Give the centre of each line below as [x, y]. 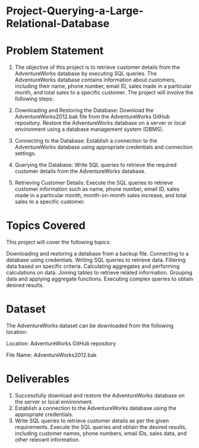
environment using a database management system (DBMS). [89, 130]
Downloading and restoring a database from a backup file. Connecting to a [97, 254]
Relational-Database [58, 23]
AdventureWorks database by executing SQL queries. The [86, 74]
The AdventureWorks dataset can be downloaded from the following [90, 326]
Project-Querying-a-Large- [75, 11]
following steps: [34, 99]
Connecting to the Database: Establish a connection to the [86, 141]
